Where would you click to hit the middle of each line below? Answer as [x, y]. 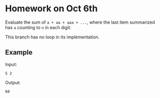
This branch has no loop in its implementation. [52, 37]
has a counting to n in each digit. [38, 27]
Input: [11, 64]
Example [19, 52]
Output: [13, 82]
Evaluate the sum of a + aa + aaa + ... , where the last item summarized [80, 22]
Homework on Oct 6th [51, 9]
